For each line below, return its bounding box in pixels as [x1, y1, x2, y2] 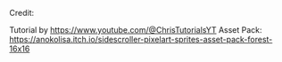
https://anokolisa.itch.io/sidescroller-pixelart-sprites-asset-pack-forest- [9, 35, 273, 44]
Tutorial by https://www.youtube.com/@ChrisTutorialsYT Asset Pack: [9, 25, 262, 35]
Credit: [9, 8, 35, 18]
